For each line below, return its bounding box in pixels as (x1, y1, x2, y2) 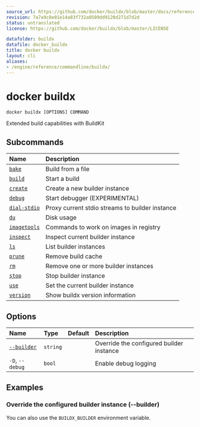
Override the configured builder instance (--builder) (6, 401, 160, 409)
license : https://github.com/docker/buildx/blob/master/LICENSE (6, 25, 169, 32)
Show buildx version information (45, 291, 136, 299)
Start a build (45, 174, 80, 183)
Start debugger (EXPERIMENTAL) (45, 194, 139, 202)
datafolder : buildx (6, 36, 55, 42)
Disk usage (45, 213, 77, 222)
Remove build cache (45, 252, 103, 260)
